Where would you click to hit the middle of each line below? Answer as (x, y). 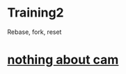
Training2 (36, 13)
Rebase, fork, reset (34, 32)
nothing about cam (63, 60)
